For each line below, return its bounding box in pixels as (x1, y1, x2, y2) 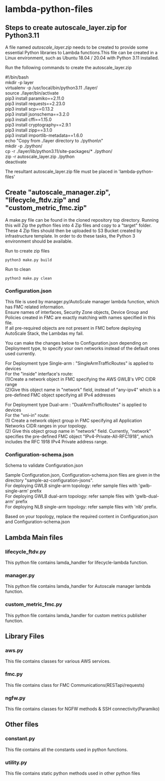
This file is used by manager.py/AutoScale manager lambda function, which (5, 299, 160, 305)
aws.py (5, 647, 23, 653)
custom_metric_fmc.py (5, 601, 62, 608)
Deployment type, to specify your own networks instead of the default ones (5, 345, 160, 352)
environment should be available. (5, 238, 73, 244)
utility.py (5, 759, 27, 766)
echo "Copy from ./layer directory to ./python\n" (5, 138, 104, 143)
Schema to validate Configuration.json (5, 462, 83, 469)
